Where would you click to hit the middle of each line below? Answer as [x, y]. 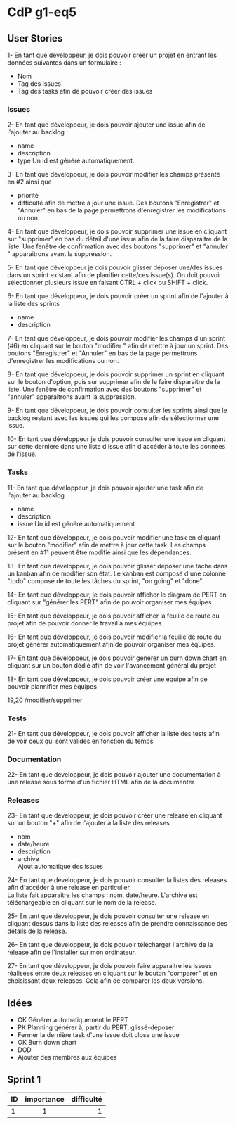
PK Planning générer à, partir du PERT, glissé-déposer [96, 1027]
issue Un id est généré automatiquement [76, 523]
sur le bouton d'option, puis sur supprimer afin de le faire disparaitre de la [114, 382]
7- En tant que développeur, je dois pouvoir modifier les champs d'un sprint [116, 338]
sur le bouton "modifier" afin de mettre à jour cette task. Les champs [106, 545]
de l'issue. [22, 454]
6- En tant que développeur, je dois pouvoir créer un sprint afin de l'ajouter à [118, 296]
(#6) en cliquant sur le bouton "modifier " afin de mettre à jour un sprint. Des [118, 346]
